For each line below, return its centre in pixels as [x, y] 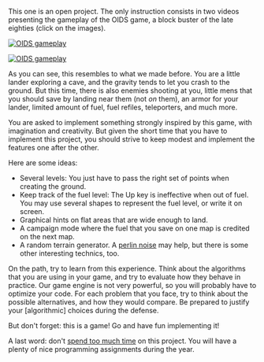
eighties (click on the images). [57, 28]
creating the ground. [53, 187]
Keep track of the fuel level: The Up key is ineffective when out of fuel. [134, 195]
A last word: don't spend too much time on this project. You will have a [123, 341]
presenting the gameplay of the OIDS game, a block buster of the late [121, 20]
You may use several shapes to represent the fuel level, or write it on [131, 203]
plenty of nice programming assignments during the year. [101, 349]
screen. [32, 211]
